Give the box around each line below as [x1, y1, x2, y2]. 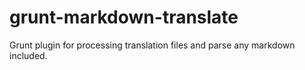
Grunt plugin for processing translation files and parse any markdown [9, 39, 296, 51]
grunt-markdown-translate [9, 6, 239, 29]
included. [9, 49, 48, 61]
